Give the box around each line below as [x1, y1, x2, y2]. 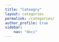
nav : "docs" [13, 29, 37, 34]
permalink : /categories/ [5, 16, 55, 21]
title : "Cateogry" [5, 7, 42, 12]
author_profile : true [5, 20, 48, 26]
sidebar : [5, 25, 23, 30]
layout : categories [5, 12, 44, 16]
